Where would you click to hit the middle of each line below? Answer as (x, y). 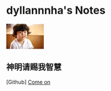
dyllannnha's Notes (56, 10)
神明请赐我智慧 (34, 67)
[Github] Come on (28, 82)
